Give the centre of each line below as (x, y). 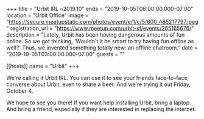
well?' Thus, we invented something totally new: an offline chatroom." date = (102, 48)
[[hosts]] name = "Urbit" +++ (43, 66)
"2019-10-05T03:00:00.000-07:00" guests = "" (66, 54)
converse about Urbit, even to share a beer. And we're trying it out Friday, (98, 84)
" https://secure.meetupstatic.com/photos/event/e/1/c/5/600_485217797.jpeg (102, 22)
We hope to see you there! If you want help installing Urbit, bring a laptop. (99, 103)
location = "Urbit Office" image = (48, 15)
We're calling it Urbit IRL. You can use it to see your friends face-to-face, (98, 78)
